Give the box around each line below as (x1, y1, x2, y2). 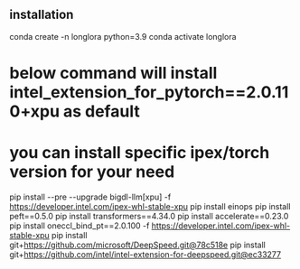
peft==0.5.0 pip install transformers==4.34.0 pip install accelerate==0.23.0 (9, 210, 289, 221)
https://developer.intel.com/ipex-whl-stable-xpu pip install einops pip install (9, 200, 291, 211)
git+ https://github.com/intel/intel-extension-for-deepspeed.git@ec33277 (9, 248, 282, 260)
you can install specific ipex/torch (9, 143, 270, 163)
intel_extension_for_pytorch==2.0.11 (9, 82, 289, 102)
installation (9, 7, 74, 23)
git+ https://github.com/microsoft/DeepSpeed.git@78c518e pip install (9, 239, 267, 250)
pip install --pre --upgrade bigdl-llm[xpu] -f (9, 191, 172, 202)
